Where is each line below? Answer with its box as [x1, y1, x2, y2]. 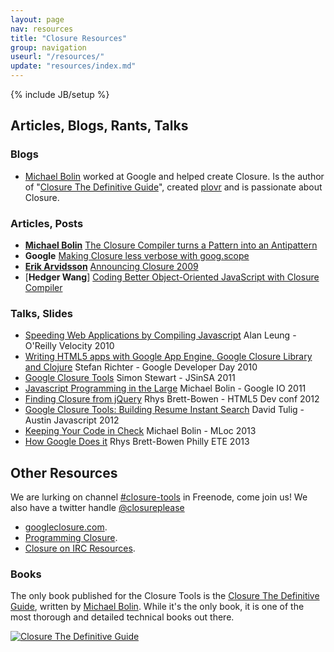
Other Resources [10, 464, 118, 481]
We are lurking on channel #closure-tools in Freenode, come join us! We [10, 491, 308, 503]
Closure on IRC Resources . [24, 542, 136, 555]
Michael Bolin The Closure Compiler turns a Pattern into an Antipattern [24, 239, 318, 251]
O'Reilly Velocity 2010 [24, 340, 115, 352]
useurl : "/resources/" [10, 52, 105, 62]
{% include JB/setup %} [10, 89, 110, 100]
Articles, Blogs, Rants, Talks [10, 117, 189, 135]
